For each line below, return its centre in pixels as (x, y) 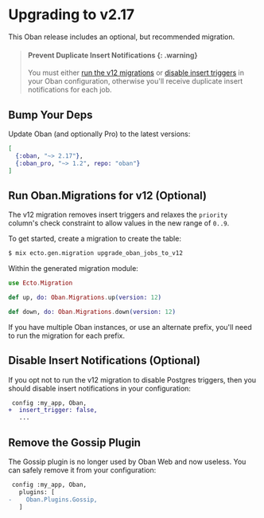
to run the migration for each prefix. (67, 336)
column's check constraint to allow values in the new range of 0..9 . (119, 223)
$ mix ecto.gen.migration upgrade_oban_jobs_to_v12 (95, 253)
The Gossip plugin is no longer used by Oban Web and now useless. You (127, 462)
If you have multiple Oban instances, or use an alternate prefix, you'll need (130, 327)
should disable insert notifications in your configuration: (99, 388)
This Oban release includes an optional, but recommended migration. (122, 37)
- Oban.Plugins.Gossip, (53, 500)
